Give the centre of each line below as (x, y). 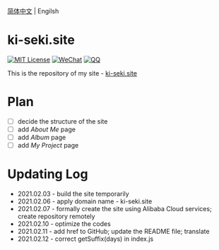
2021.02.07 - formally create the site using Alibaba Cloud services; (114, 209)
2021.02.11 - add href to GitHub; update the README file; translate (113, 232)
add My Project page (48, 145)
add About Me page (47, 129)
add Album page (42, 137)
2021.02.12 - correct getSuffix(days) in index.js (85, 239)
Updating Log (48, 174)
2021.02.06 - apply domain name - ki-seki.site (85, 201)
